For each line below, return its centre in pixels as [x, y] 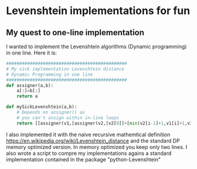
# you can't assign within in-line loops [68, 118]
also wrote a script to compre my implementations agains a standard [89, 153]
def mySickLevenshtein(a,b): [42, 107]
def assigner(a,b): [30, 85]
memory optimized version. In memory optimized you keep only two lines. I [97, 147]
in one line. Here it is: [31, 53]
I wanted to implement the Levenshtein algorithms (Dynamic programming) [96, 46]
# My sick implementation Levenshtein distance [65, 69]
